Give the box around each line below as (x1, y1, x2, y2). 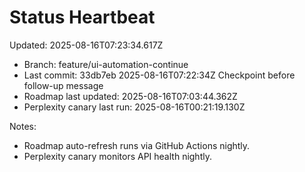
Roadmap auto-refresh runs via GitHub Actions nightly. (23, 139, 251, 151)
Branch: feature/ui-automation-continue (23, 58, 189, 70)
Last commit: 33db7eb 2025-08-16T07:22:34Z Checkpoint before (23, 69, 296, 81)
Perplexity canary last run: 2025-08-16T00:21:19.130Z (23, 101, 246, 113)
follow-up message (23, 79, 104, 91)
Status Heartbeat (9, 6, 156, 29)
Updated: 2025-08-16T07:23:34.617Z (9, 39, 164, 51)
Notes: (9, 120, 37, 132)
